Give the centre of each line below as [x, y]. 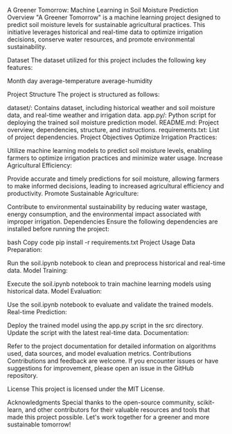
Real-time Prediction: [37, 312]
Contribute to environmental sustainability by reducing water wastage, [107, 207]
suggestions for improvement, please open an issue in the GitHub [100, 368]
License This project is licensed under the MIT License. [86, 389]
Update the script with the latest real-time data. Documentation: [98, 333]
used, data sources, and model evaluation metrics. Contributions [99, 353]
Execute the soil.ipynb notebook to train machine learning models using [109, 284]
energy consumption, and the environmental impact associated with [104, 214]
